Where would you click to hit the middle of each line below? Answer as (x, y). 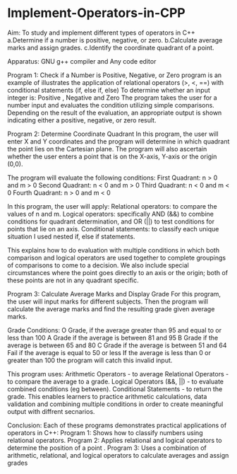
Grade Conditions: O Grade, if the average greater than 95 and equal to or (115, 330)
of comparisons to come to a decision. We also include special (98, 265)
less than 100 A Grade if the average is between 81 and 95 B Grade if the (113, 337)
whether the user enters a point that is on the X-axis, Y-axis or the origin (112, 156)
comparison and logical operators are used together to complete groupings (117, 258)
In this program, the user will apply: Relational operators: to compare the (112, 206)
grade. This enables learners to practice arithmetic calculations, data (107, 396)
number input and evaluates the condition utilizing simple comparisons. (111, 105)
